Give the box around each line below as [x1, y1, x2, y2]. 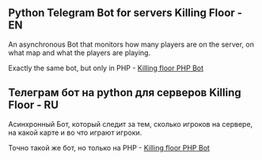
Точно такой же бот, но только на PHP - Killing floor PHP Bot [8, 143, 210, 152]
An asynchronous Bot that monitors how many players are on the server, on [8, 39, 255, 49]
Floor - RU [8, 99, 59, 112]
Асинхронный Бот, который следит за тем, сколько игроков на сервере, [8, 119, 253, 128]
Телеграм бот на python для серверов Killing [8, 86, 241, 99]
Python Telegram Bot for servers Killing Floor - [8, 6, 243, 20]
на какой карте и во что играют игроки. [8, 128, 142, 137]
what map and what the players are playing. [8, 47, 151, 58]
